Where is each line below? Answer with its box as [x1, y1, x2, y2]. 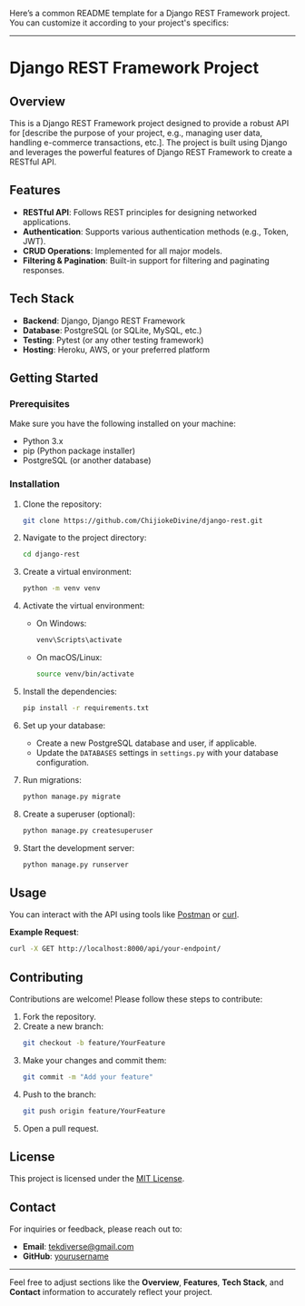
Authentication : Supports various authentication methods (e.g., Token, [22, 226, 289, 237]
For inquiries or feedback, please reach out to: [9, 1223, 183, 1234]
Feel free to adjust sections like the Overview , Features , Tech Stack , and [9, 1277, 284, 1288]
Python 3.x [22, 436, 64, 447]
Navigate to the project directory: [22, 532, 147, 543]
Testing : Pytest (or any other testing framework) [22, 334, 204, 345]
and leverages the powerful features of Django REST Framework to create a [9, 147, 293, 157]
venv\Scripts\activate [35, 636, 123, 645]
